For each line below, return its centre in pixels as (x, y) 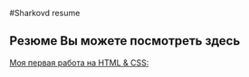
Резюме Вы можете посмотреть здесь (125, 41)
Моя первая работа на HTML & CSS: (79, 63)
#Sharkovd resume (45, 13)
